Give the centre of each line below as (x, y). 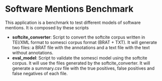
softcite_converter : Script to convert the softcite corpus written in (79, 37)
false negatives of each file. (40, 73)
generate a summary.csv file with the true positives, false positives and (83, 68)
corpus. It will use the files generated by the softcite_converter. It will (81, 63)
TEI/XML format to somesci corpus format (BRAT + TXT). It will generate (84, 42)
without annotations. (33, 53)
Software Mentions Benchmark (69, 9)
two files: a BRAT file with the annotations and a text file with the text (81, 47)
